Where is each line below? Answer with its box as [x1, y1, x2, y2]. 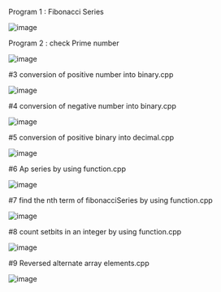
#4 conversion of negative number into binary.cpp [8, 101, 176, 110]
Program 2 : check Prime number [8, 38, 119, 48]
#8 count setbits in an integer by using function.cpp [8, 227, 182, 236]
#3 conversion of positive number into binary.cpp [8, 70, 174, 79]
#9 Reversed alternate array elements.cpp [8, 259, 149, 268]
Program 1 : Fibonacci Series [8, 7, 104, 16]
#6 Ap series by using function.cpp [8, 164, 126, 174]
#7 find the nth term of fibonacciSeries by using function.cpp [8, 195, 213, 205]
